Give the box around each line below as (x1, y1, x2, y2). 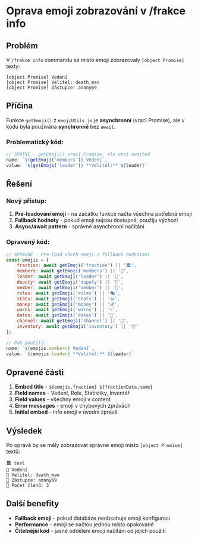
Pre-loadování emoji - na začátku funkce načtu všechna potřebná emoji (14, 210, 192, 218)
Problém (6, 41, 39, 51)
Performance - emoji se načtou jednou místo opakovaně (14, 520, 154, 528)
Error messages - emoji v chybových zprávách (14, 402, 131, 409)
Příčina (6, 101, 33, 111)
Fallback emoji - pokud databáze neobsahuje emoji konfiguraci (14, 514, 171, 522)
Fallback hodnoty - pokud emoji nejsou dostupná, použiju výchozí (14, 216, 178, 224)
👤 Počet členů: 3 (6, 483, 49, 489)
